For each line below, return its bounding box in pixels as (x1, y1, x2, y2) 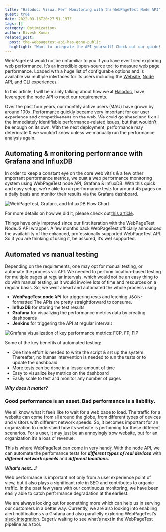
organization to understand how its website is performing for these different (5, 424, 160, 430)
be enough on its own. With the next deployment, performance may (5, 124, 143, 130)
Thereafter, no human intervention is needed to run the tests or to (12, 355, 146, 360)
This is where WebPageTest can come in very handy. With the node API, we (5, 445, 160, 451)
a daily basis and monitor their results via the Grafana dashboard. (5, 191, 139, 197)
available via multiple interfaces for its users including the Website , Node (5, 73, 154, 79)
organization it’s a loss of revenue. (5, 435, 75, 441)
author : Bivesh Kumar (5, 30, 50, 35)
